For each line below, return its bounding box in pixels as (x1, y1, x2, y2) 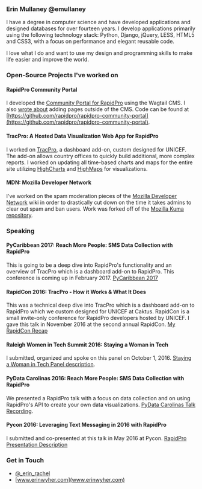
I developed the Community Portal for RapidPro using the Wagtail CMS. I (6, 99, 185, 107)
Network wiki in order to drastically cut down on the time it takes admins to (6, 199, 192, 206)
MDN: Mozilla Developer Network (6, 179, 92, 186)
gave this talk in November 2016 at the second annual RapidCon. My (6, 321, 176, 328)
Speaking (6, 226, 35, 235)
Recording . (6, 407, 34, 415)
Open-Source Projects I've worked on (6, 71, 118, 80)
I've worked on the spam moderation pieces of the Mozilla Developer (6, 192, 177, 199)
